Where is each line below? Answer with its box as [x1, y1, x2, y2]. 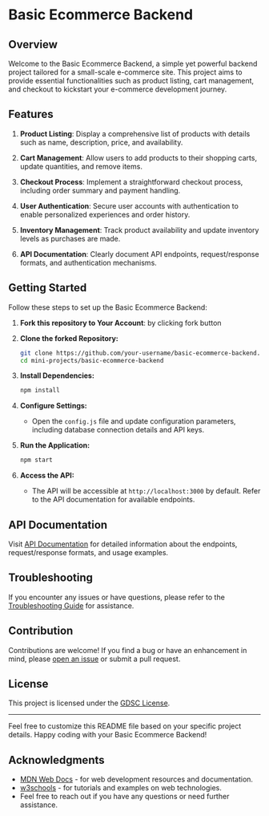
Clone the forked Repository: [19, 333, 118, 343]
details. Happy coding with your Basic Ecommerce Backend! [8, 730, 207, 740]
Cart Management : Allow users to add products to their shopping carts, [19, 152, 258, 162]
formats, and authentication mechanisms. [19, 258, 158, 267]
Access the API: [19, 471, 74, 481]
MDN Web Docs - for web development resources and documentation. [19, 774, 254, 784]
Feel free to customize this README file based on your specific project [8, 721, 242, 731]
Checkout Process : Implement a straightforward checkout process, [19, 177, 243, 186]
